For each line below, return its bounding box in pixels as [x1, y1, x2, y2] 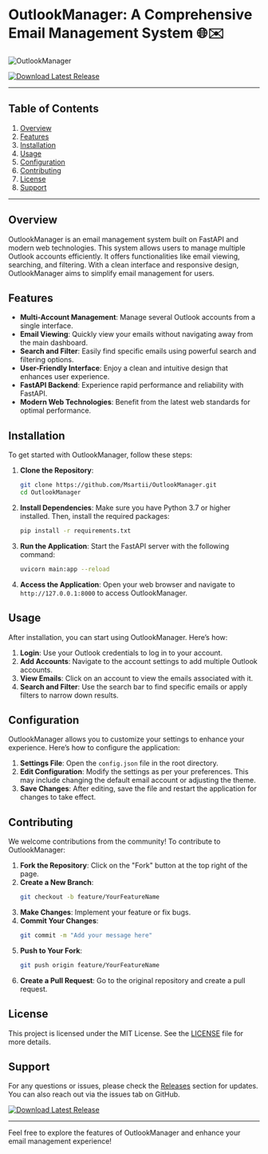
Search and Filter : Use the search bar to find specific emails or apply [19, 682, 248, 691]
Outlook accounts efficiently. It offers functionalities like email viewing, [8, 251, 241, 261]
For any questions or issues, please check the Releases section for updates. [8, 1081, 258, 1091]
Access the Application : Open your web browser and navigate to [19, 579, 235, 589]
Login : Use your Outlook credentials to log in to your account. [19, 648, 223, 658]
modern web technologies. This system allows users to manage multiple [8, 243, 246, 252]
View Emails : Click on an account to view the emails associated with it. [19, 673, 254, 683]
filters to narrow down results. [19, 690, 119, 700]
